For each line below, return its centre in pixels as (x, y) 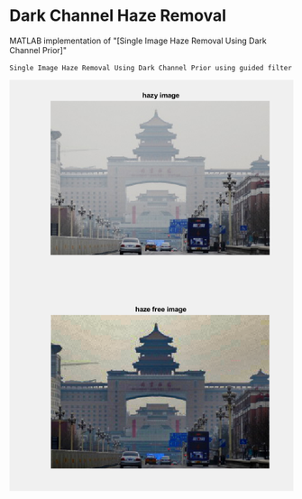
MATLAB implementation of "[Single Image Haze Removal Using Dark (138, 41)
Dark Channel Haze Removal (118, 16)
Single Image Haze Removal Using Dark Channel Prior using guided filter (151, 68)
